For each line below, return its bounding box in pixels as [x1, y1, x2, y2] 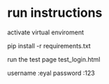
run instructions [7, 5, 103, 21]
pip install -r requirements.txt [7, 41, 91, 50]
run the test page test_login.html [7, 55, 101, 64]
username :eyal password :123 [7, 69, 96, 77]
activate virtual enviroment [7, 28, 85, 36]
